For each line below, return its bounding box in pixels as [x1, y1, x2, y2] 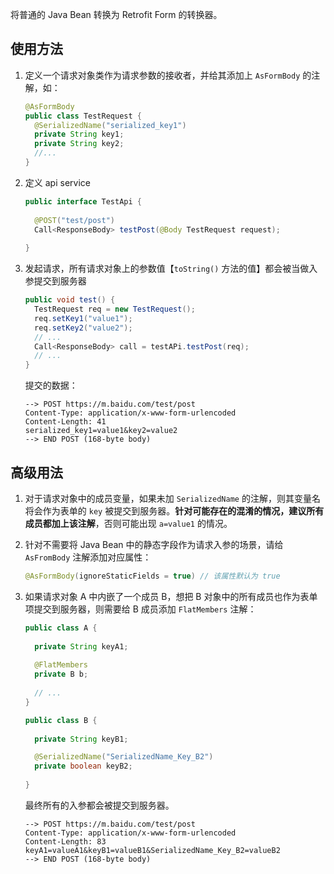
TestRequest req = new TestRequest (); [34, 304, 196, 315]
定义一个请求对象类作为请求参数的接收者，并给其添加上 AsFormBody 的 [24, 69, 312, 81]
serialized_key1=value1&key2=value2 [24, 426, 178, 436]
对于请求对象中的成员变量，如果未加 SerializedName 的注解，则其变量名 [24, 493, 321, 504]
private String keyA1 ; [34, 641, 129, 652]
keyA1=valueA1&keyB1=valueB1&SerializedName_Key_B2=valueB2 [24, 845, 281, 855]
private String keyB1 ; [34, 734, 129, 744]
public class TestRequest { [24, 111, 142, 121]
